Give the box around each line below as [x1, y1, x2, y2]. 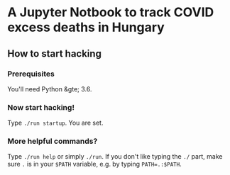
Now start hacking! [7, 102, 75, 112]
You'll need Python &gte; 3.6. [7, 84, 92, 93]
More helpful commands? [7, 136, 98, 146]
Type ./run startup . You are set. [7, 118, 104, 128]
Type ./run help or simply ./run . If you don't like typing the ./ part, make [7, 152, 223, 161]
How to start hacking [7, 47, 102, 60]
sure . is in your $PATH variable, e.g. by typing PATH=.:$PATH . [7, 160, 182, 169]
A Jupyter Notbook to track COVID [7, 4, 214, 21]
